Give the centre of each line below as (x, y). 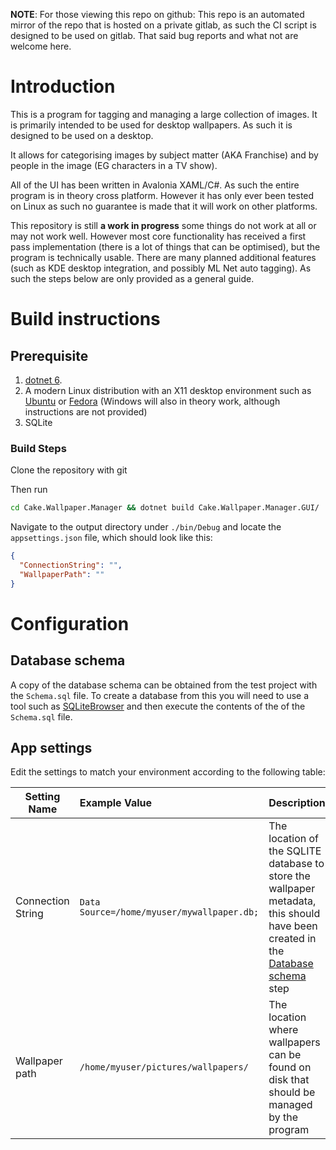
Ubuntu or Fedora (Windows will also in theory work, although (152, 401)
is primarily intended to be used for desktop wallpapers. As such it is (151, 125)
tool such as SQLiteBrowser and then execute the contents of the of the (158, 706)
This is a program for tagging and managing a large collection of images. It (164, 114)
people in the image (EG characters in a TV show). (114, 165)
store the (289, 876)
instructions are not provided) (86, 411)
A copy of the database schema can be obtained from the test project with (164, 685)
